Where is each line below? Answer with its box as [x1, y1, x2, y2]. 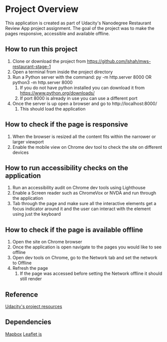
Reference [5, 290, 38, 299]
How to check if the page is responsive [5, 120, 128, 129]
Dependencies [5, 318, 51, 327]
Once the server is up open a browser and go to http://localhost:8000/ [12, 101, 157, 107]
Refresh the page [12, 265, 48, 271]
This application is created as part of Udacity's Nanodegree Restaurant [5, 20, 152, 26]
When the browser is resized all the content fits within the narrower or [12, 133, 156, 139]
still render [19, 276, 42, 282]
